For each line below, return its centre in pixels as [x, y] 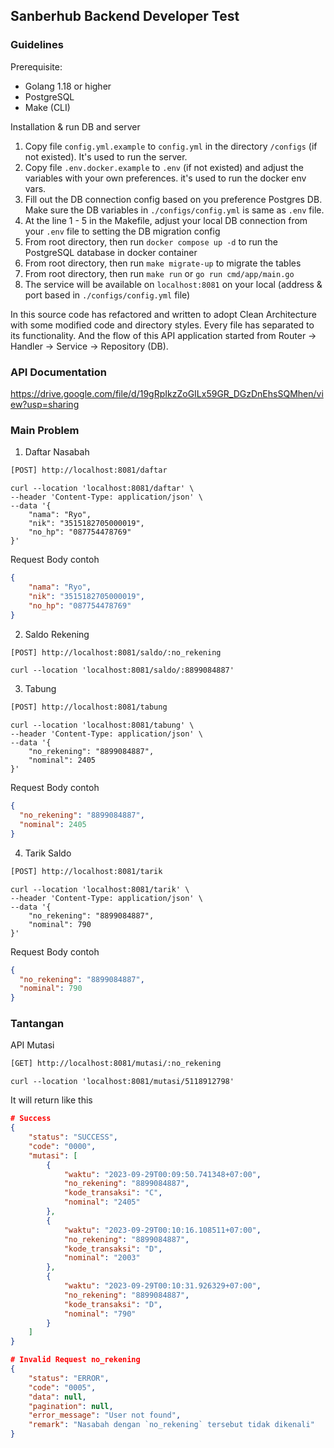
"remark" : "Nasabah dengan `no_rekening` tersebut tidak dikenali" [171, 1425]
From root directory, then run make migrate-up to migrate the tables [163, 263]
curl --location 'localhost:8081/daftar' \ [102, 489]
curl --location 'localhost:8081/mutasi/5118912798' [122, 1082]
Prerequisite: [36, 66]
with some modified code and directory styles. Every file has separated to [162, 325]
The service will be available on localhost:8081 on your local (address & [173, 284]
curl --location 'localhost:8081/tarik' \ [100, 889]
